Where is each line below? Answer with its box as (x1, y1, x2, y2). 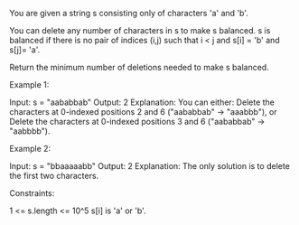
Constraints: (9, 188, 55, 198)
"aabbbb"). (9, 126, 51, 136)
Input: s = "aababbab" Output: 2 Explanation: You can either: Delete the (9, 97, 276, 108)
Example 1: (9, 80, 50, 89)
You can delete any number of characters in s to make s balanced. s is (9, 25, 271, 35)
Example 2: (9, 144, 51, 154)
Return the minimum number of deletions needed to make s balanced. (9, 62, 269, 72)
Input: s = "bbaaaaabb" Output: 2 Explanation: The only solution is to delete (9, 161, 291, 171)
